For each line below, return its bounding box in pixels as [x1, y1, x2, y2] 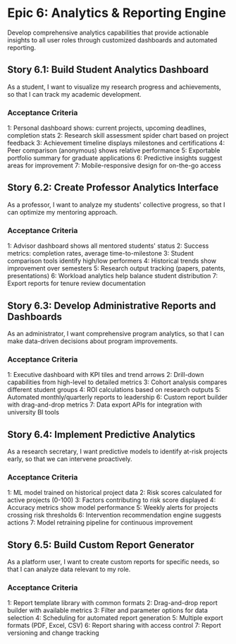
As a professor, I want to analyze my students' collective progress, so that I [7, 200, 225, 209]
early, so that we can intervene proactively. [7, 455, 132, 463]
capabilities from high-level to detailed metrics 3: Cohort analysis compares [7, 378, 228, 386]
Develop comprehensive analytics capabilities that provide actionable [7, 28, 209, 37]
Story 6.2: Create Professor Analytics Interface [7, 181, 219, 193]
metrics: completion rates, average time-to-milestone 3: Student [7, 249, 194, 258]
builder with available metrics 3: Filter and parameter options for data [7, 606, 208, 615]
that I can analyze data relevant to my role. [7, 565, 131, 573]
